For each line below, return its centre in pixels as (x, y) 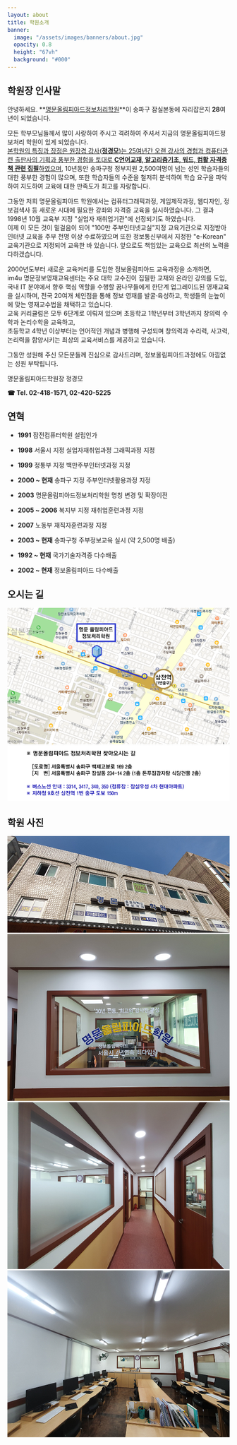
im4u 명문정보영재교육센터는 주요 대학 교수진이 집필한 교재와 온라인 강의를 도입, (117, 278)
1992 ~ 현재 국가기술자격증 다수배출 (67, 555)
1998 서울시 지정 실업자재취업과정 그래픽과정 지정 (86, 450)
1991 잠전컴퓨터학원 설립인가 (57, 435)
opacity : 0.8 (33, 45)
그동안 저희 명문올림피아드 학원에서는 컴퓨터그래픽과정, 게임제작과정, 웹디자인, (115, 201)
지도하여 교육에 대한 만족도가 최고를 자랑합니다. (85, 186)
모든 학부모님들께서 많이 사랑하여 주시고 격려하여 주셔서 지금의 (93, 133)
